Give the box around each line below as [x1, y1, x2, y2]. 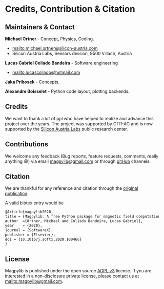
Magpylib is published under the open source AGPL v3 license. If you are [5, 268, 152, 274]
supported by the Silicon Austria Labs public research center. [5, 126, 128, 132]
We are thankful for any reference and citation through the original [5, 185, 138, 191]
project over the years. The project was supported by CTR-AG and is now [5, 121, 153, 127]
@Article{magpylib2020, [5, 209, 54, 215]
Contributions [5, 140, 48, 149]
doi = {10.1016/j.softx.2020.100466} [5, 237, 82, 242]
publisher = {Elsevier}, [5, 232, 56, 237]
